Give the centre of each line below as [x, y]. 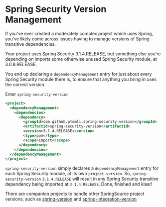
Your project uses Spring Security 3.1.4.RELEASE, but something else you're [83, 54]
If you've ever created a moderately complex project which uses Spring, [79, 33]
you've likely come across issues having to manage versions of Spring [77, 39]
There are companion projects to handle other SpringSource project [75, 194]
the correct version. [25, 84]
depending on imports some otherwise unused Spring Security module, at [81, 59]
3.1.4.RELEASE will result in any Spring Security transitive [100, 179]
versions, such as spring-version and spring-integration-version [71, 199]
